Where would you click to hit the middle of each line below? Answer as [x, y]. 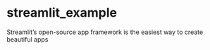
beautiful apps [27, 39]
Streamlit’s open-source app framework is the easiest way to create [105, 32]
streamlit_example [62, 13]
